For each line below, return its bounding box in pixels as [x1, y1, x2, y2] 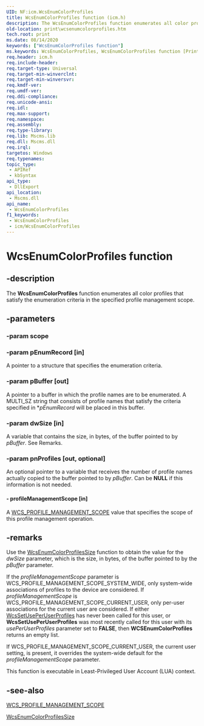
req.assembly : [6, 122, 42, 128]
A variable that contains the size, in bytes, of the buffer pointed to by [6, 433, 178, 440]
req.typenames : [6, 155, 45, 161]
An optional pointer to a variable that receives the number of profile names [6, 468, 193, 475]
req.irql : [6, 144, 32, 151]
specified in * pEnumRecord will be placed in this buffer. [6, 404, 145, 411]
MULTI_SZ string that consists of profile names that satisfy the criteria [6, 397, 181, 404]
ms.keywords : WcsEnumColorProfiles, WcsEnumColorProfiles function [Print [6, 49, 200, 55]
